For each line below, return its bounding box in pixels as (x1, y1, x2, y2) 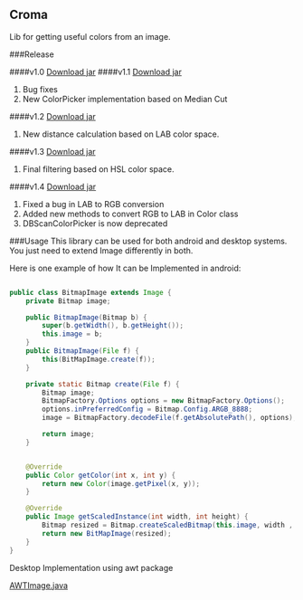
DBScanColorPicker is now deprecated (22, 217, 168, 229)
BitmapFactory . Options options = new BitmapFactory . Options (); (42, 396, 285, 405)
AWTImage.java (9, 579, 69, 591)
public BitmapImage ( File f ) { (25, 347, 140, 356)
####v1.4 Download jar (9, 181, 97, 192)
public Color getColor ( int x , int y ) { (25, 471, 176, 480)
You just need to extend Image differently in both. (9, 244, 194, 256)
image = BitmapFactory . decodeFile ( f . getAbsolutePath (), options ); (42, 414, 298, 423)
